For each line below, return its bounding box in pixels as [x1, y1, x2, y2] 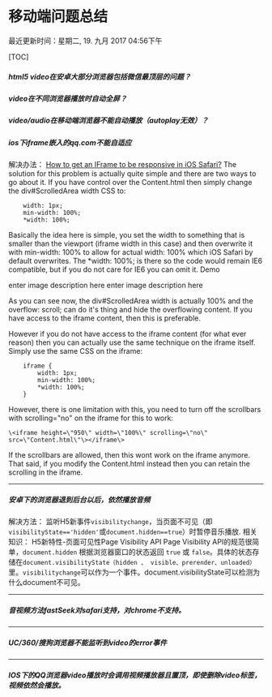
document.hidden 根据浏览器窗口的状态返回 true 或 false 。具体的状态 [23, 547, 253, 557]
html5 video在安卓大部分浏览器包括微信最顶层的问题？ [8, 71, 192, 81]
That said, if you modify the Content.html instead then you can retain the [8, 459, 251, 469]
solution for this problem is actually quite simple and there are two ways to [8, 169, 257, 179]
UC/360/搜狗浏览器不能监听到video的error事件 [8, 638, 168, 648]
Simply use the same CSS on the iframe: [8, 346, 143, 356]
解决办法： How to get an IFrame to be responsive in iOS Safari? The [8, 160, 237, 170]
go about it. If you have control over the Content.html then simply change [8, 178, 253, 187]
